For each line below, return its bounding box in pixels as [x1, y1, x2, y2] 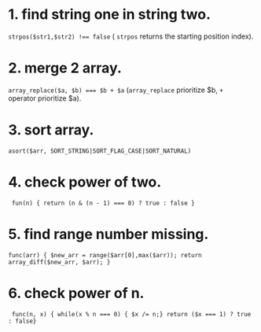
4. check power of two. [8, 173, 162, 190]
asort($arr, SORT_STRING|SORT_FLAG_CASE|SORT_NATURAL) [8, 147, 192, 155]
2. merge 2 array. [8, 59, 122, 77]
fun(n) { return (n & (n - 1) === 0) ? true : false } [11, 199, 195, 207]
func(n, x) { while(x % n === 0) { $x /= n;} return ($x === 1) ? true [11, 310, 252, 318]
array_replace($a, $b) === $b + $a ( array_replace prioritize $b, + [8, 85, 224, 94]
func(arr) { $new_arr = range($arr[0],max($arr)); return [8, 251, 202, 259]
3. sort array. [8, 121, 94, 139]
